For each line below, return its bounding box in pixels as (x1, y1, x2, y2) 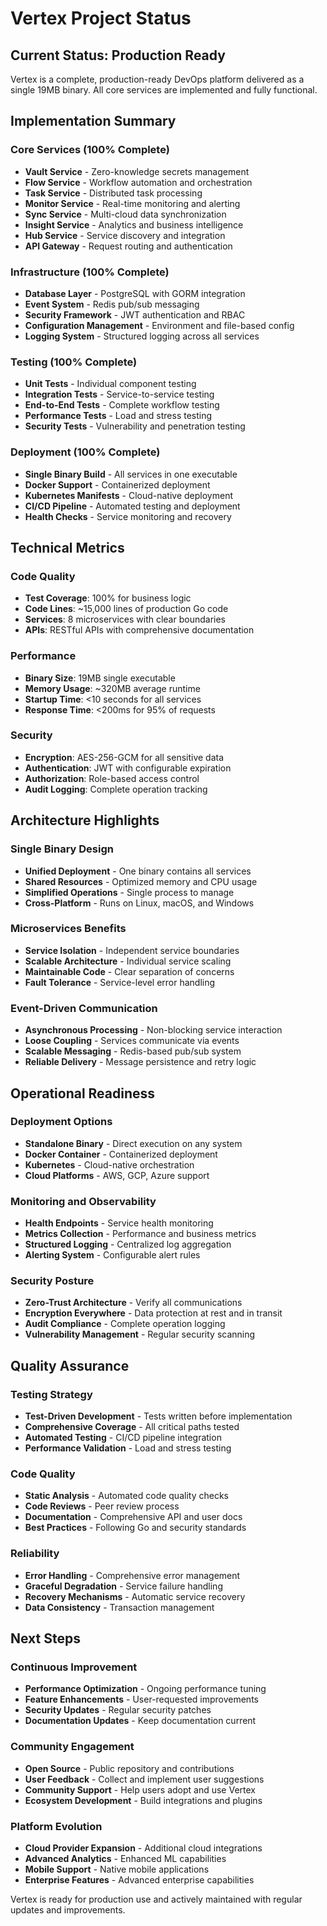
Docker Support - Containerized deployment (24, 478, 211, 491)
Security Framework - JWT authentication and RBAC (24, 308, 246, 321)
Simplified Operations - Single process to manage (24, 886, 235, 898)
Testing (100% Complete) (10, 355, 138, 369)
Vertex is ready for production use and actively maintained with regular (10, 1893, 303, 1905)
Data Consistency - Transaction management (24, 1601, 215, 1613)
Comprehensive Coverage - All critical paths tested (24, 1421, 240, 1433)
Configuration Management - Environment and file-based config (24, 319, 295, 331)
